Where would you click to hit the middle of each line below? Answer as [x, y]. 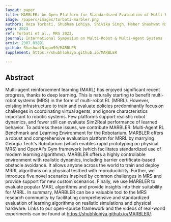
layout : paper [20, 10]
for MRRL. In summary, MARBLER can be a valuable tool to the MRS [76, 192]
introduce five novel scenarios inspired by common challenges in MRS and [83, 176]
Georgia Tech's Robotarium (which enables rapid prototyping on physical [82, 144]
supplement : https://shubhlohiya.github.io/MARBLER [61, 52]
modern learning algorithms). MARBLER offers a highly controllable [76, 154]
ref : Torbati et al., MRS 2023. [39, 34]
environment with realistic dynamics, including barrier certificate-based [80, 160]
